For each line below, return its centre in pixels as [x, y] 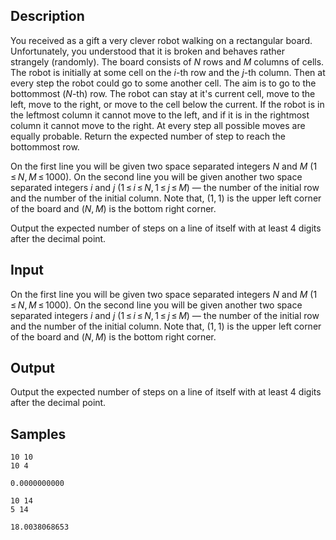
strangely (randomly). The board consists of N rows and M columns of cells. [167, 61]
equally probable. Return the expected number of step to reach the [148, 136]
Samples [38, 434]
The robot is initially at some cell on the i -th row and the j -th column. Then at [168, 72]
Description [47, 16]
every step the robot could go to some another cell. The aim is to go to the [163, 83]
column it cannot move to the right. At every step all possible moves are [158, 125]
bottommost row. [45, 146]
